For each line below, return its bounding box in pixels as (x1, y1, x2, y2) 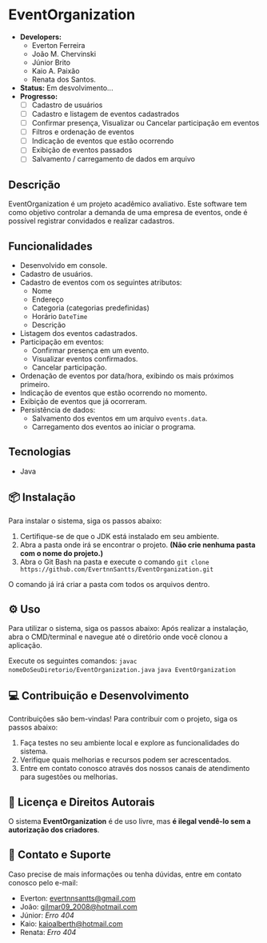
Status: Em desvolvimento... (19, 82, 114, 93)
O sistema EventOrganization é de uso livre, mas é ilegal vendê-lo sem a (8, 817, 251, 826)
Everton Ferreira (31, 40, 86, 50)
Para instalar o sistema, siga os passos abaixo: (8, 516, 162, 525)
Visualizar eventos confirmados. (31, 354, 138, 363)
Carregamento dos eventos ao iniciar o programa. (31, 422, 196, 431)
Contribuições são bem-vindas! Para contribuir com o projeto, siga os (8, 714, 238, 724)
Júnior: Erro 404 (19, 910, 74, 920)
